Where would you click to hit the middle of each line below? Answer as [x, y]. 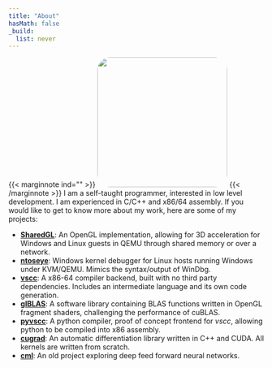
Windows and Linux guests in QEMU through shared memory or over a [138, 244]
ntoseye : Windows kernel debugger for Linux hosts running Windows [136, 261]
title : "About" [34, 16]
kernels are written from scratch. [75, 347]
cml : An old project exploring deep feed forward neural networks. [130, 356]
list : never [36, 39]
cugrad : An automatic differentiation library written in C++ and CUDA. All [142, 339]
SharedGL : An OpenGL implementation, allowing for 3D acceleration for [140, 235]
